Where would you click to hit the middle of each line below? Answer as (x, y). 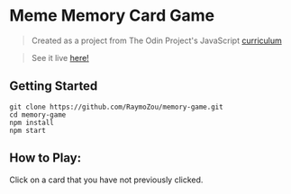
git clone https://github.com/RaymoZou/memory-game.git (116, 107)
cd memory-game (38, 115)
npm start (28, 130)
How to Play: (45, 158)
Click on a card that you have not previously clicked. (106, 180)
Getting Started (54, 86)
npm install (32, 122)
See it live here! (60, 57)
